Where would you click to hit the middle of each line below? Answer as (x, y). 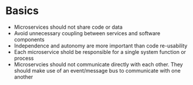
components (29, 39)
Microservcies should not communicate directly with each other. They (98, 64)
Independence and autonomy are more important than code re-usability (101, 46)
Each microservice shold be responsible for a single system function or (100, 52)
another (23, 77)
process (24, 58)
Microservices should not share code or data (68, 27)
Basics (22, 11)
